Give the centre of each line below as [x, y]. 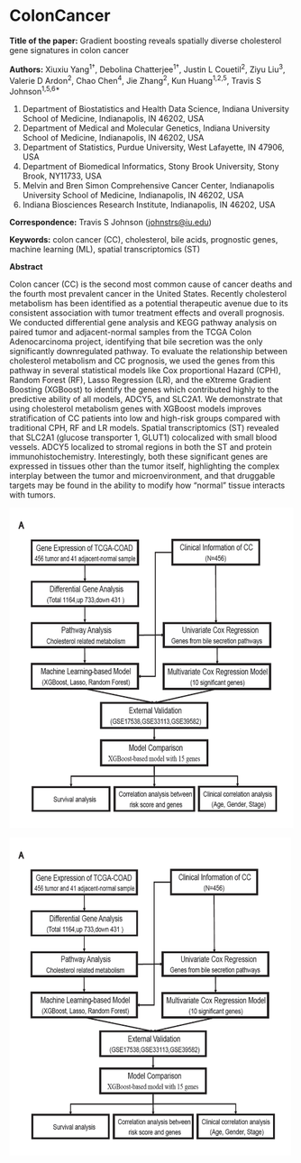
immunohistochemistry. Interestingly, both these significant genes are [139, 456]
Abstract [26, 266]
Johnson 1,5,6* [35, 91]
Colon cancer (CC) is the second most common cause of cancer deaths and [151, 284]
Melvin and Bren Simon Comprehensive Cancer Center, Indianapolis [148, 185]
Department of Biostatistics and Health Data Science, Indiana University [156, 108]
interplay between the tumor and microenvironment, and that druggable [142, 475]
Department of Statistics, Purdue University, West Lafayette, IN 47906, [154, 147]
